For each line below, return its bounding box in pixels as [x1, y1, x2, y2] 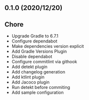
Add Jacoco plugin [11, 79, 50, 85]
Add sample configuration [11, 89, 64, 96]
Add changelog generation [11, 69, 65, 75]
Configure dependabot [11, 38, 57, 44]
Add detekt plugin [11, 64, 48, 70]
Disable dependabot [11, 54, 53, 59]
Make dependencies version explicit [11, 43, 84, 49]
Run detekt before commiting [11, 85, 71, 90]
